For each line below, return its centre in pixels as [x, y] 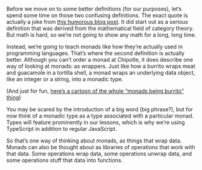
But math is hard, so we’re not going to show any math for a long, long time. [101, 35]
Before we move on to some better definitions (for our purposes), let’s [94, 9]
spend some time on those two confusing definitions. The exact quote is [97, 15]
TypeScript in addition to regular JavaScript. [62, 129]
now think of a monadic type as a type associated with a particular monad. [100, 116]
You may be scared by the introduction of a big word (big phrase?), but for [100, 109]
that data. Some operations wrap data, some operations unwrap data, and [99, 153]
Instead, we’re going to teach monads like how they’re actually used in [95, 46]
